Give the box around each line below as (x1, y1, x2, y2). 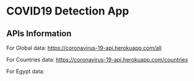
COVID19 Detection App (6, 4, 130, 18)
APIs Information (6, 28, 72, 39)
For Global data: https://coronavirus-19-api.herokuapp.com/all (6, 44, 162, 51)
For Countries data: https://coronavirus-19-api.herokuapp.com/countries (6, 56, 189, 63)
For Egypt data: (6, 68, 45, 75)
